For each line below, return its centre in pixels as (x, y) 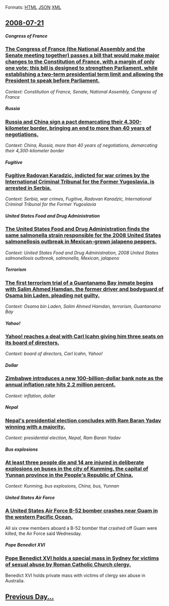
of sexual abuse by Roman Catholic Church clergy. (68, 564)
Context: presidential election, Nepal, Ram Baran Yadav (63, 438)
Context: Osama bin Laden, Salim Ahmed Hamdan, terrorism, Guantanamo (83, 307)
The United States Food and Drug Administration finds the (77, 229)
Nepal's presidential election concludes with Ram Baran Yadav (83, 420)
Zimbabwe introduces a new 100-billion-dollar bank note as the (84, 379)
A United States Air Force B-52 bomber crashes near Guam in (82, 511)
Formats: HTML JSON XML (33, 7)
